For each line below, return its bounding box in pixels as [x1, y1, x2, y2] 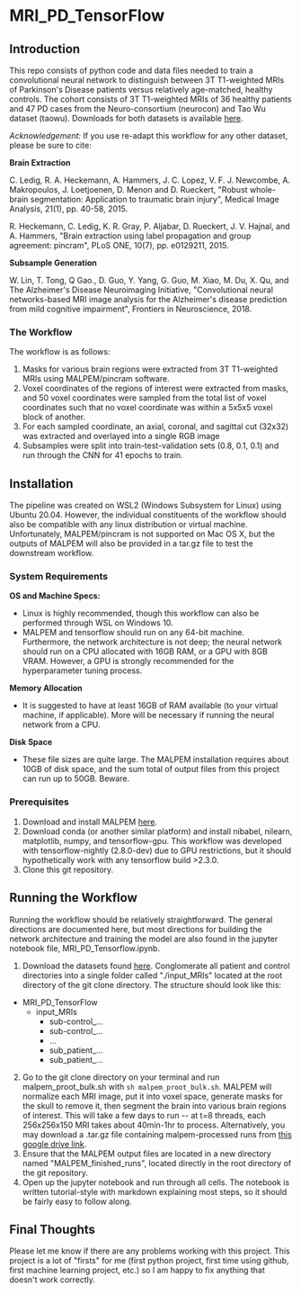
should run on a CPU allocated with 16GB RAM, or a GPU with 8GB [22, 646, 268, 657]
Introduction [9, 41, 81, 57]
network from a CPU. [22, 719, 101, 730]
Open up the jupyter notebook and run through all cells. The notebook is [22, 1176, 290, 1188]
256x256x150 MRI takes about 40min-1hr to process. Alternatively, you [22, 1119, 286, 1130]
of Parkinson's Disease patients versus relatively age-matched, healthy [9, 85, 273, 94]
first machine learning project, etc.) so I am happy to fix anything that [9, 1265, 265, 1276]
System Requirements [9, 571, 109, 583]
